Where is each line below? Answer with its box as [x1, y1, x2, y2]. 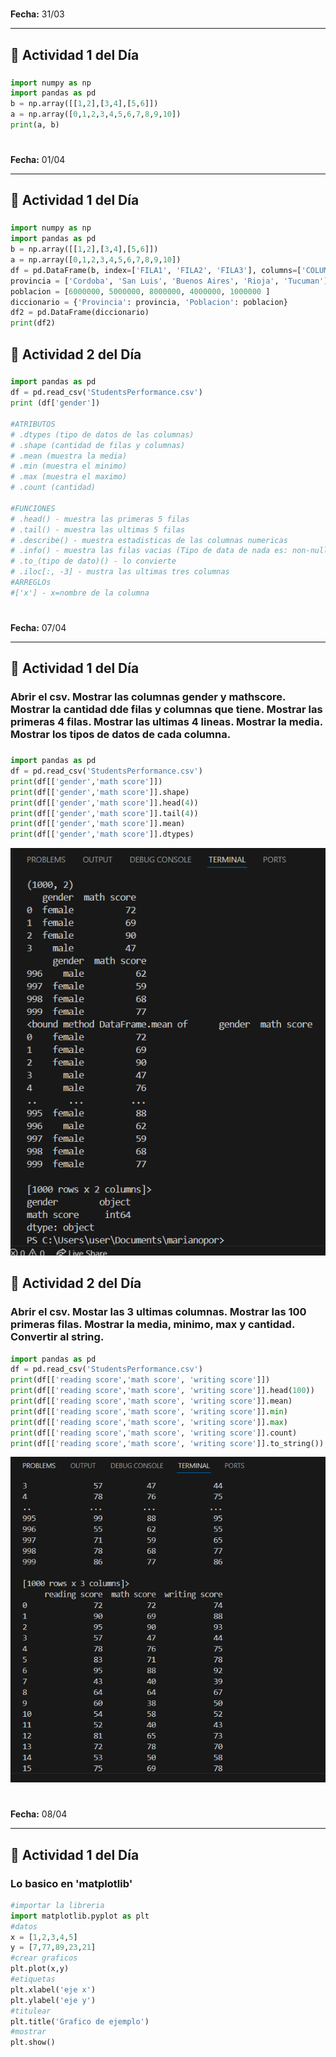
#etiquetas [10, 1974, 56, 1985]
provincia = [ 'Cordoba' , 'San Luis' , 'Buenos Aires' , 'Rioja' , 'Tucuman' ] [10, 276, 329, 286]
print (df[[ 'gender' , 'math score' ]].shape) [10, 787, 190, 797]
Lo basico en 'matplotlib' [10, 1876, 133, 1890]
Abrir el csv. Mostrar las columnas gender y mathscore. [10, 690, 286, 704]
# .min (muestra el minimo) [10, 461, 128, 472]
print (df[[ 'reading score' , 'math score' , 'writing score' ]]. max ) [10, 1417, 288, 1427]
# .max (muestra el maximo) [10, 472, 128, 482]
